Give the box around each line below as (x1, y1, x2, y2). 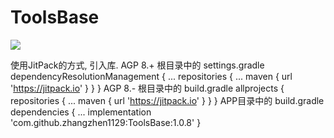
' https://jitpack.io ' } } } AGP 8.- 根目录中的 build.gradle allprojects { (10, 82, 285, 94)
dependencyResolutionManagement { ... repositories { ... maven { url (10, 70, 293, 82)
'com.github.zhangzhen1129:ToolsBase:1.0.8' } (10, 116, 202, 128)
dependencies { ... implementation (10, 106, 152, 118)
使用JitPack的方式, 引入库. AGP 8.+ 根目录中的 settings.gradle (10, 59, 265, 71)
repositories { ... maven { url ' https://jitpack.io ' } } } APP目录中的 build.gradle (10, 94, 325, 106)
